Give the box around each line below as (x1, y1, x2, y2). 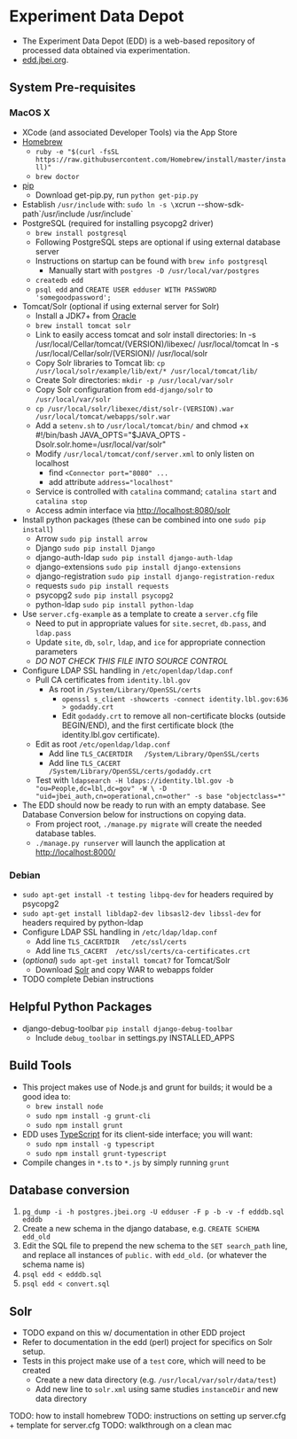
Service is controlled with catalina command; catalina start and (35, 486, 277, 497)
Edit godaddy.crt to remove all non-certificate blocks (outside (61, 710, 286, 721)
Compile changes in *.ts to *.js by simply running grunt (21, 1157, 231, 1168)
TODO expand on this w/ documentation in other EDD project (21, 1327, 246, 1338)
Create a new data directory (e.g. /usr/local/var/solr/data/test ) (35, 1374, 277, 1385)
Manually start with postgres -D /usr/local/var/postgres (48, 264, 260, 276)
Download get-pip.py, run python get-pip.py (35, 189, 199, 200)
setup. (21, 1346, 46, 1357)
